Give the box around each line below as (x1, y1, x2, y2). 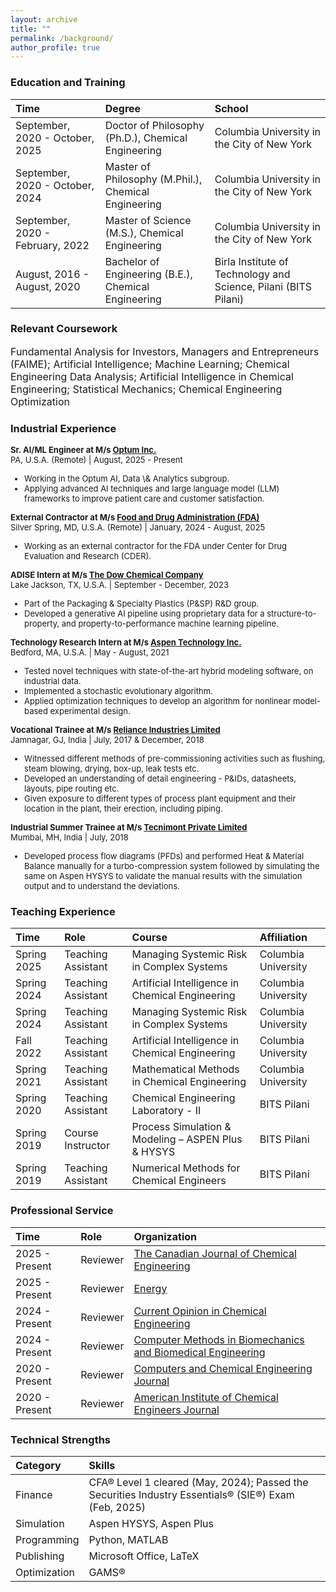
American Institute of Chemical (133, 1390, 279, 1404)
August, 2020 (15, 279, 81, 293)
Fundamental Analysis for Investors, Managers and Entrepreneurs (10, 344, 320, 358)
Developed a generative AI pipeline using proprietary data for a (24, 608, 265, 620)
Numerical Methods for (131, 1161, 241, 1175)
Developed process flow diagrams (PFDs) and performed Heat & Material (24, 851, 305, 862)
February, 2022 (15, 238, 90, 252)
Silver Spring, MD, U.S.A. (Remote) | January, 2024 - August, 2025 (10, 522, 266, 533)
